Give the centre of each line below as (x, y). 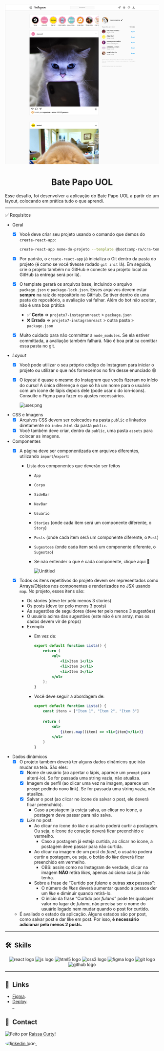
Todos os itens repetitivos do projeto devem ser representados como (89, 581)
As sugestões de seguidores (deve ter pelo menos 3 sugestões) (91, 611)
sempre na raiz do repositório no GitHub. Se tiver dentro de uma (84, 295)
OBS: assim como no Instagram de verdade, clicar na (95, 868)
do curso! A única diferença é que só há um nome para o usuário (85, 386)
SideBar (42, 495)
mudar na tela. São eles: (44, 767)
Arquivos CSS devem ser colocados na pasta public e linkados (83, 420)
